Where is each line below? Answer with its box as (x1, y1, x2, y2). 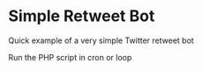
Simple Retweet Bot (8, 6, 155, 26)
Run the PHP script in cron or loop (8, 52, 132, 62)
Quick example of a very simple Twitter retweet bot (8, 35, 195, 46)
